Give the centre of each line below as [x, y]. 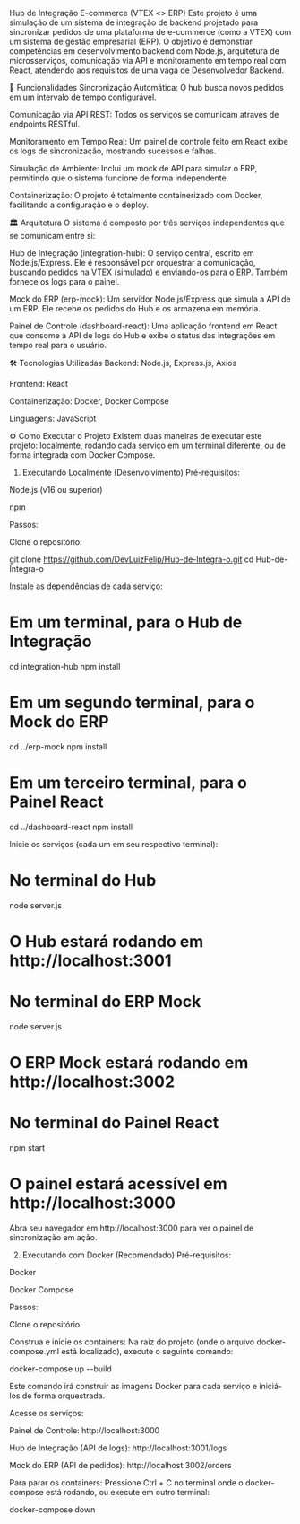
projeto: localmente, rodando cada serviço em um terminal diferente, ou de [148, 445]
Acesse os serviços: [47, 1413]
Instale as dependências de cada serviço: [86, 586]
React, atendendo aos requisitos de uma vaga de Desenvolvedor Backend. [147, 70]
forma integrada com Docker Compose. [82, 455]
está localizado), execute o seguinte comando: [147, 1351]
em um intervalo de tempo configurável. [83, 97]
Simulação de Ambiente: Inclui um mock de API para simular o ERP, [133, 168]
